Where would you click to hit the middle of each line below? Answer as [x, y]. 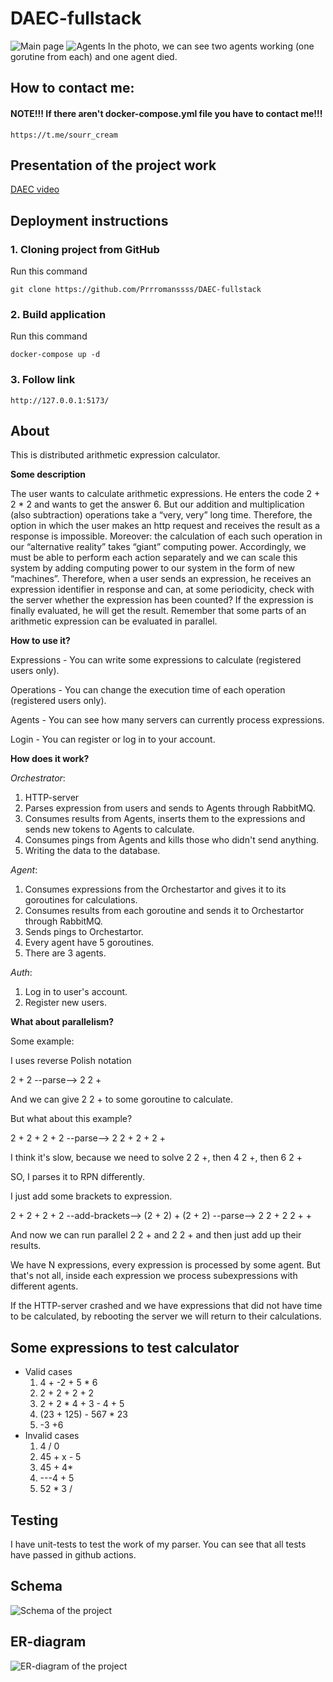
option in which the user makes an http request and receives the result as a [165, 526]
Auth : [21, 973]
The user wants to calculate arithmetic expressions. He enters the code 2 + [165, 494]
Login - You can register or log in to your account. [113, 739]
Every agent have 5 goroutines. [89, 943]
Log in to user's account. [76, 992]
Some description [48, 474]
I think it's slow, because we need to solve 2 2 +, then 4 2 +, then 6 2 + [156, 1158]
